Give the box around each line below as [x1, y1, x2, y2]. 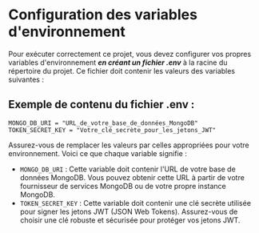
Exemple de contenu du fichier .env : [8, 98, 195, 111]
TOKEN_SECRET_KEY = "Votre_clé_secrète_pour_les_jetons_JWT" [8, 126, 217, 134]
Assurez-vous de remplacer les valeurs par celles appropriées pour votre [8, 140, 249, 150]
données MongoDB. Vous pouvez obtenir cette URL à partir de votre [19, 172, 245, 182]
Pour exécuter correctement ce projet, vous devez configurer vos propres [8, 49, 252, 58]
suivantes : [8, 74, 44, 84]
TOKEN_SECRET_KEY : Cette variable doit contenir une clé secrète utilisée [19, 198, 252, 207]
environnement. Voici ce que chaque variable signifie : [8, 148, 188, 158]
